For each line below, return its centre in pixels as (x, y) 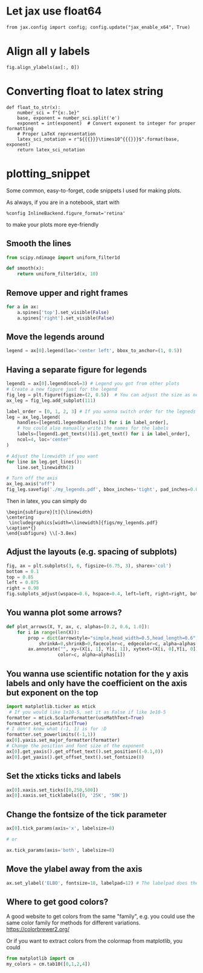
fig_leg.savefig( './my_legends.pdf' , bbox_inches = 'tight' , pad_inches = (98, 490)
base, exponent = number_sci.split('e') (69, 118)
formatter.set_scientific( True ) (47, 723)
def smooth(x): (25, 268)
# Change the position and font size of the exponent (76, 746)
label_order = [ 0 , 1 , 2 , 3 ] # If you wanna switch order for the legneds (101, 411)
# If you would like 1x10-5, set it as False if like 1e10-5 (87, 712)
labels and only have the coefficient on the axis (97, 683)
